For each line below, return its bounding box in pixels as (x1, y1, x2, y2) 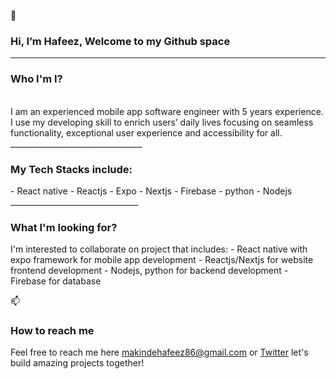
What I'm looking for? (10, 220, 118, 234)
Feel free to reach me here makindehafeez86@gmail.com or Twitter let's (10, 346, 309, 359)
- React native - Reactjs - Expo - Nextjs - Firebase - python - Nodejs (10, 185, 293, 197)
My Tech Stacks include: (10, 162, 133, 176)
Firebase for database (10, 275, 102, 287)
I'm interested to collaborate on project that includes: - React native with (10, 243, 308, 255)
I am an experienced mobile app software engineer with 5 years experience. (10, 105, 324, 117)
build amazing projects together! (10, 357, 145, 369)
